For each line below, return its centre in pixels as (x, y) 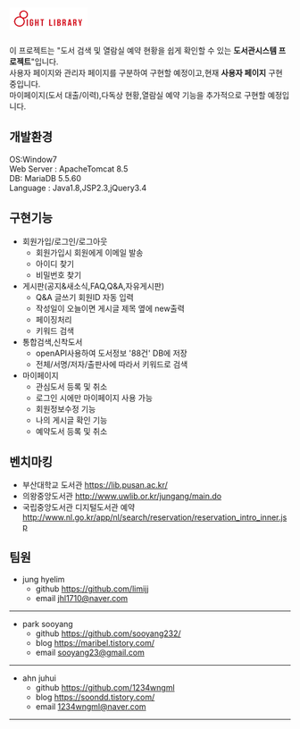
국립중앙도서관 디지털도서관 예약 (79, 507)
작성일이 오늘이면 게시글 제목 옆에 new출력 (110, 308)
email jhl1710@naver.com (82, 599)
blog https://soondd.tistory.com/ (95, 697)
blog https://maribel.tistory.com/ (95, 643)
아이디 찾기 (54, 264)
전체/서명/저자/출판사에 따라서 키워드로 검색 (112, 364)
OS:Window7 (33, 159)
